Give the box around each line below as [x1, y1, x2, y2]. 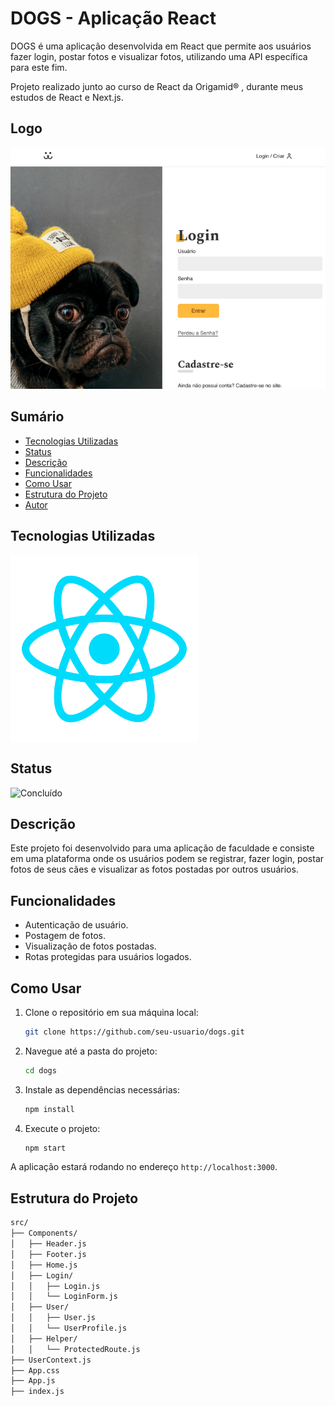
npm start [24, 1143, 67, 1153]
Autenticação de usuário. [24, 919, 129, 931]
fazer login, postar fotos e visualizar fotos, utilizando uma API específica [10, 50, 308, 62]
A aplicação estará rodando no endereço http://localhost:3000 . [10, 1161, 278, 1173]
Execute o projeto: [24, 1122, 101, 1134]
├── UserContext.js [10, 1355, 92, 1365]
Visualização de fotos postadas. [24, 940, 157, 952]
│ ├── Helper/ [10, 1333, 78, 1344]
